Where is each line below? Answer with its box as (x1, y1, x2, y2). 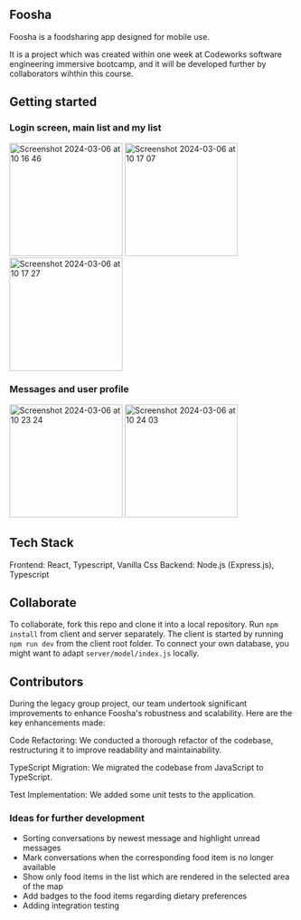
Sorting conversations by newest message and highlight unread (22, 832, 260, 843)
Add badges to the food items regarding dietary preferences (22, 890, 248, 901)
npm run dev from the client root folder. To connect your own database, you (9, 638, 289, 649)
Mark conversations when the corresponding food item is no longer (22, 851, 274, 863)
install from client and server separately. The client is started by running (9, 628, 284, 639)
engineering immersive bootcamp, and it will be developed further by (9, 58, 267, 69)
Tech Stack (9, 535, 74, 551)
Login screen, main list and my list (9, 121, 162, 134)
